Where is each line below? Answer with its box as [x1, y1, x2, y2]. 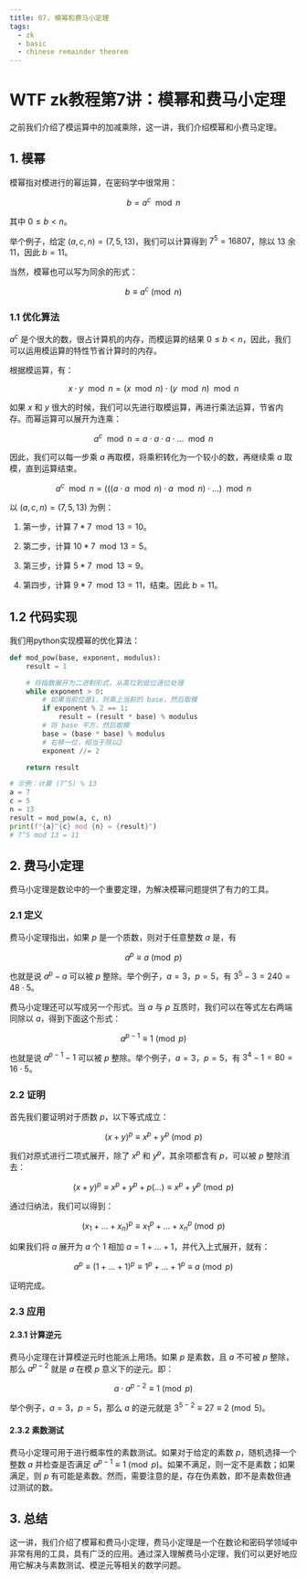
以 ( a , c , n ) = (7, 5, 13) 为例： [9, 502, 114, 513]
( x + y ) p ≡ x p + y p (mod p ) [104, 1129, 203, 1142]
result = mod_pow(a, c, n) [9, 813, 112, 822]
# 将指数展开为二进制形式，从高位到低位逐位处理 [26, 678, 185, 687]
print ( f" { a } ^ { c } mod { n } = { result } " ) [9, 822, 157, 831]
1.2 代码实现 [9, 609, 78, 625]
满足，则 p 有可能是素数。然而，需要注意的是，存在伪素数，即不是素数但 [9, 1470, 283, 1481]
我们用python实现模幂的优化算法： [9, 635, 140, 646]
